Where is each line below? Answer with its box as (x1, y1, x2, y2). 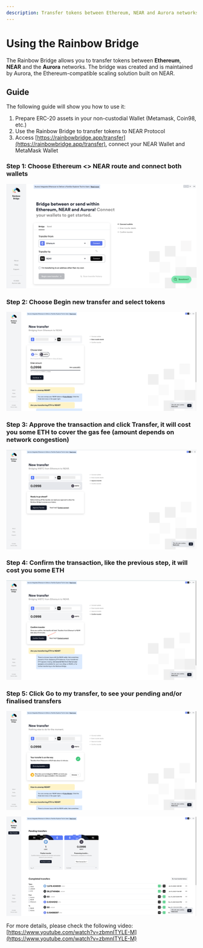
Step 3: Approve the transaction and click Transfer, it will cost (6, 421, 192, 429)
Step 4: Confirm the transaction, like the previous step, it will (6, 559, 188, 567)
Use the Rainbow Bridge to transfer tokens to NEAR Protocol (14, 128, 166, 135)
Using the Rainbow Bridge (6, 36, 139, 50)
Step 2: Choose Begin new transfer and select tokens (6, 297, 166, 306)
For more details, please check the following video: (6, 922, 134, 929)
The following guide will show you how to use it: (6, 103, 126, 110)
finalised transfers (6, 697, 62, 705)
